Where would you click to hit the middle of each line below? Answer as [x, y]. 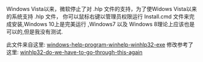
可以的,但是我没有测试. [35, 32]
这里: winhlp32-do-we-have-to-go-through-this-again [74, 52]
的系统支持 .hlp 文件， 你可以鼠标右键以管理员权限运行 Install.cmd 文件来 [98, 16]
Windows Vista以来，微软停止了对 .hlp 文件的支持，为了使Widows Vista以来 [101, 9]
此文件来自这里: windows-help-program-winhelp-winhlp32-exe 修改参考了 [100, 45]
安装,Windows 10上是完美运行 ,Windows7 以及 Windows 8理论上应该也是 [103, 24]
